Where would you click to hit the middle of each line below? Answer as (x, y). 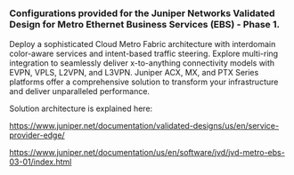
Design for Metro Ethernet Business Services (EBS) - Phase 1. (145, 25)
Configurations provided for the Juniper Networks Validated (142, 13)
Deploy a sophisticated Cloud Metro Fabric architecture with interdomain (143, 44)
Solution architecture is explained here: (81, 108)
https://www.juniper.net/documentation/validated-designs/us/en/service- (144, 125)
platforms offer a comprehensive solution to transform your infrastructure (144, 82)
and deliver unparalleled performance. (79, 91)
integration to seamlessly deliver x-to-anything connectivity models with (142, 63)
